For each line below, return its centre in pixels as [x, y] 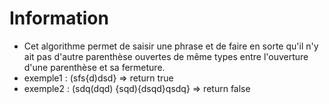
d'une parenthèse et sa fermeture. [94, 67]
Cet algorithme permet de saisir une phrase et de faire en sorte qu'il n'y [171, 46]
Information [59, 18]
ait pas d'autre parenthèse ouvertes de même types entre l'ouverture [166, 56]
